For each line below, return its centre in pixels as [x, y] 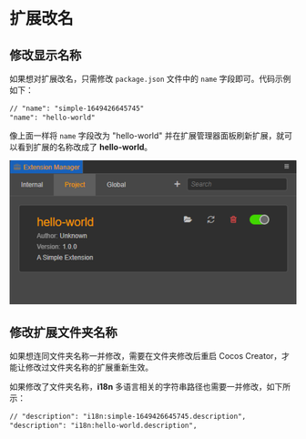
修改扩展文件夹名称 [63, 332]
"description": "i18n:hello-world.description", [103, 426]
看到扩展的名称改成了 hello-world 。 [85, 147]
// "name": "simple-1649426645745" [77, 108]
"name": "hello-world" [52, 117]
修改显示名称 [46, 55]
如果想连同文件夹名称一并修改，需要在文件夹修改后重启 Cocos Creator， [146, 356]
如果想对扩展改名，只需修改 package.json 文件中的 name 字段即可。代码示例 [150, 79]
